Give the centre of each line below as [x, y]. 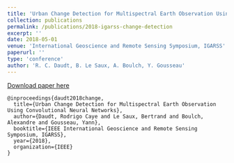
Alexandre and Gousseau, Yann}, [54, 123]
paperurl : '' [26, 53]
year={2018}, [32, 141]
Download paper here [38, 85]
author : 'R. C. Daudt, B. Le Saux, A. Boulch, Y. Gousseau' [96, 65]
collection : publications [45, 20]
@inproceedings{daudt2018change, [56, 98]
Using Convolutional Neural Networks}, [65, 110]
